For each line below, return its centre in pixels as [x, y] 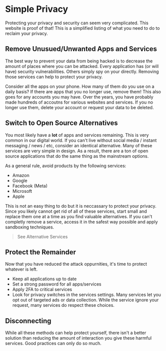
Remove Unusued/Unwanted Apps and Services [81, 49]
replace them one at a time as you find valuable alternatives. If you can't [79, 216]
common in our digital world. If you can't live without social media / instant [81, 140]
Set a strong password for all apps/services [57, 284]
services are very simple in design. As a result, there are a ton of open [77, 151]
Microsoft [22, 191]
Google [20, 180]
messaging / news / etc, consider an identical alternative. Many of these [79, 145]
